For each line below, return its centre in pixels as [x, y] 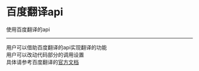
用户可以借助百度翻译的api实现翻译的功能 [57, 47]
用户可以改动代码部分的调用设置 [45, 55]
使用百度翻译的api [28, 29]
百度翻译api [35, 12]
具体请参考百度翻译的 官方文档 [42, 62]
